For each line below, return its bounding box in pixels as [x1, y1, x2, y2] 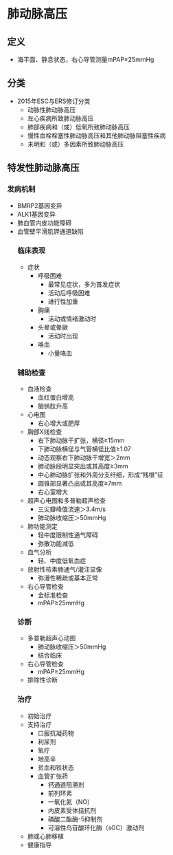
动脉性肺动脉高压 [27, 105, 76, 113]
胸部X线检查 [27, 428, 62, 436]
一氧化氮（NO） [47, 797, 94, 805]
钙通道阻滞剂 [47, 780, 84, 788]
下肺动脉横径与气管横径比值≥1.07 [37, 445, 132, 453]
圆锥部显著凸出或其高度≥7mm [37, 479, 122, 488]
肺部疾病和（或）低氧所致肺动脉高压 [27, 122, 130, 131]
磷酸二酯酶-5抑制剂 [47, 814, 103, 823]
